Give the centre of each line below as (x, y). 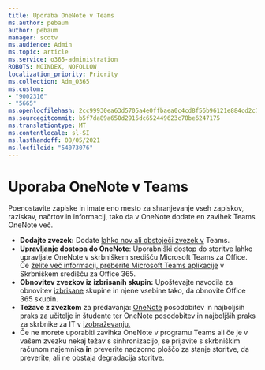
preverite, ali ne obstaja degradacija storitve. (92, 358)
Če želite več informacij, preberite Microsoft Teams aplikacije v (122, 266)
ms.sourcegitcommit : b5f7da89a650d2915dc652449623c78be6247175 (114, 118)
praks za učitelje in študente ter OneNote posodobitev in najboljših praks (138, 316)
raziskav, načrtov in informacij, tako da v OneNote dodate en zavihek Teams (132, 217)
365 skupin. (39, 299)
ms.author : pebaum (38, 23)
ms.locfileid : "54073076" (50, 148)
